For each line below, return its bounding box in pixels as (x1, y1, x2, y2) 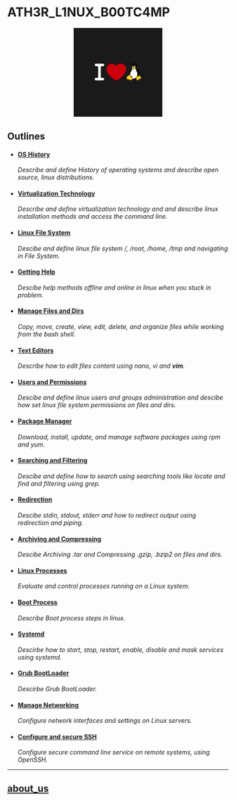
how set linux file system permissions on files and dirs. (17, 401, 176, 409)
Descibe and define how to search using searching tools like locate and (17, 472, 226, 480)
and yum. (17, 440, 46, 449)
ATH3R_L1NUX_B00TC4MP (7, 4, 171, 20)
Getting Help (17, 268, 55, 276)
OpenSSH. (17, 755, 48, 764)
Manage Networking (17, 700, 79, 709)
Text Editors (17, 346, 54, 354)
